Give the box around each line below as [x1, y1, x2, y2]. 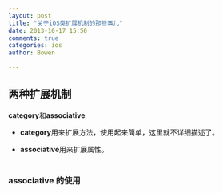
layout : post [8, 11, 52, 20]
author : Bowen [8, 49, 56, 57]
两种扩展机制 [8, 87, 72, 101]
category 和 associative [8, 110, 86, 120]
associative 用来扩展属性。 [19, 144, 109, 154]
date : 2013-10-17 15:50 [8, 26, 88, 34]
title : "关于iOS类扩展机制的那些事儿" [8, 19, 123, 27]
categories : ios [8, 42, 62, 50]
